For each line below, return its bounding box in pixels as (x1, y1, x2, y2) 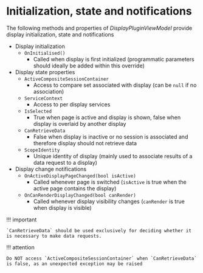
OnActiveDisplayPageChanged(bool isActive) (24, 173, 137, 179)
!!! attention (6, 243, 35, 251)
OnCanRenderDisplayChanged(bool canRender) (24, 192, 137, 198)
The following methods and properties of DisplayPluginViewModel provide (6, 24, 193, 32)
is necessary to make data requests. (6, 233, 102, 239)
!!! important (6, 216, 37, 223)
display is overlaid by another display (33, 120, 126, 127)
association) (33, 88, 64, 95)
